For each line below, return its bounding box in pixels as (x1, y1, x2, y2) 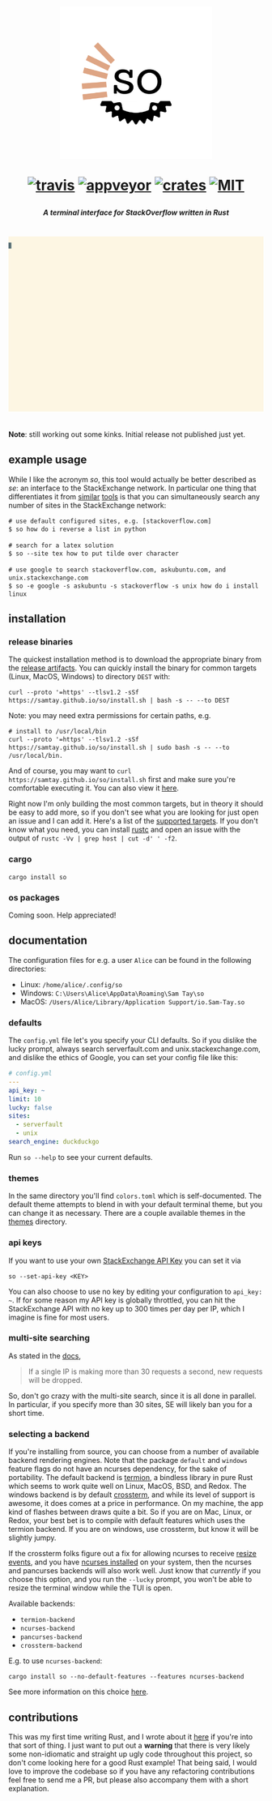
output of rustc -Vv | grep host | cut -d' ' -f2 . (8, 833, 178, 843)
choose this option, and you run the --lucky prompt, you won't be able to (8, 1575, 253, 1585)
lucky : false (8, 1103, 53, 1112)
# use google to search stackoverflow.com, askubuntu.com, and (8, 566, 227, 574)
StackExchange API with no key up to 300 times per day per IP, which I (8, 1303, 245, 1313)
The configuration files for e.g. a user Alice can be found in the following (8, 955, 252, 965)
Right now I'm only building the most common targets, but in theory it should (8, 799, 264, 809)
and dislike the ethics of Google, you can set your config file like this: (8, 1053, 239, 1063)
